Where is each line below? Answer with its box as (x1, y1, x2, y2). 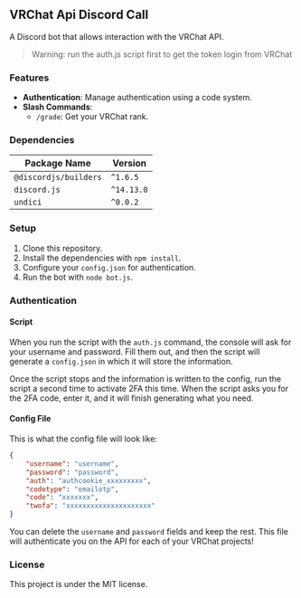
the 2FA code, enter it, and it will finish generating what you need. (9, 393, 254, 403)
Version (112, 157, 147, 170)
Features (9, 71, 50, 84)
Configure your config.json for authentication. (22, 261, 196, 272)
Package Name (24, 157, 92, 170)
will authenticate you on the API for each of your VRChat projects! (9, 536, 255, 546)
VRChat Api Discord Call (9, 7, 149, 23)
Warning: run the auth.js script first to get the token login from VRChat (31, 49, 293, 60)
